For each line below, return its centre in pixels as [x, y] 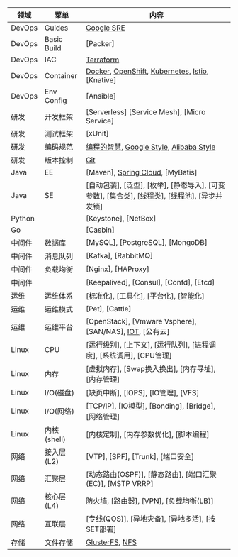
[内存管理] [103, 379]
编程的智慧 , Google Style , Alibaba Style [151, 147]
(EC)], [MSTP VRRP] [120, 484]
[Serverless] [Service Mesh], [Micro [146, 112]
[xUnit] [97, 133]
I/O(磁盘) [59, 393]
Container [61, 76]
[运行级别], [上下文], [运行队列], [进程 [147, 345]
